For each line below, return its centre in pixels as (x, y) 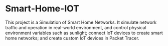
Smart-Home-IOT (42, 9)
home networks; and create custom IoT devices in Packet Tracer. (72, 38)
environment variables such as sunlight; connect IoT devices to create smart (84, 33)
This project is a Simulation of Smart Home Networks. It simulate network (81, 22)
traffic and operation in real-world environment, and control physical (76, 27)
